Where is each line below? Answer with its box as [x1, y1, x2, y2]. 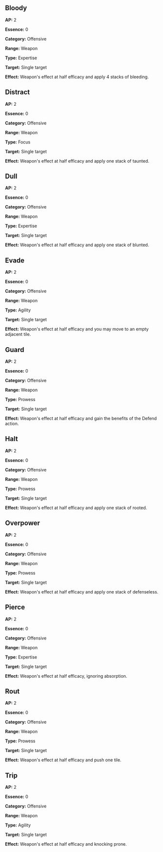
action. [5, 421, 19, 426]
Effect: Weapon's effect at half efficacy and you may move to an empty [5, 326, 149, 332]
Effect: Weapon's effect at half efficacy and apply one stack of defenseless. [5, 589, 159, 594]
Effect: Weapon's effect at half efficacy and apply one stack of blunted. [5, 242, 149, 248]
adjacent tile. [5, 331, 31, 337]
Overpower [5, 519, 41, 527]
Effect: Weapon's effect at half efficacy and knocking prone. [5, 841, 127, 847]
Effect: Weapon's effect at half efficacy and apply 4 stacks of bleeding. [5, 73, 149, 80]
